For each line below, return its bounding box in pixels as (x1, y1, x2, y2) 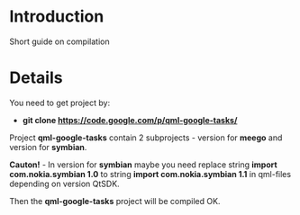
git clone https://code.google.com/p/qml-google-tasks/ (22, 114, 238, 125)
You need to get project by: (9, 97, 111, 108)
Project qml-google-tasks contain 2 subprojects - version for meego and (9, 132, 283, 143)
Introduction (9, 6, 105, 27)
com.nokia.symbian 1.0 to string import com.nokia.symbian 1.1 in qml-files (9, 168, 291, 179)
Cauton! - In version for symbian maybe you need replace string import (9, 159, 277, 170)
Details (9, 67, 63, 88)
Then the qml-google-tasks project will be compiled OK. (9, 195, 221, 206)
